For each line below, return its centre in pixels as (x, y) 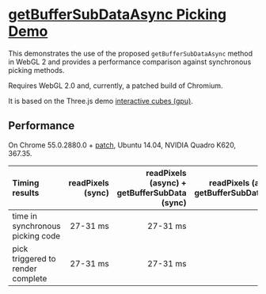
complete (30, 278)
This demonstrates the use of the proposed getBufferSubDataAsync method (131, 53)
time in (25, 216)
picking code (36, 235)
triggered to (34, 258)
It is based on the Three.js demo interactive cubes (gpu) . (101, 101)
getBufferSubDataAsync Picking (118, 15)
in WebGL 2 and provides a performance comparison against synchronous (130, 62)
